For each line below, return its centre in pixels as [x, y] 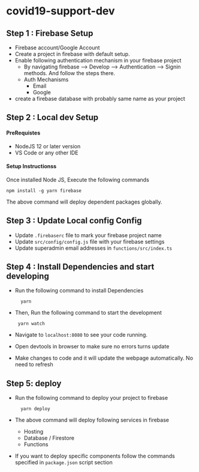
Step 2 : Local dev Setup [52, 117]
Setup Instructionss [31, 166]
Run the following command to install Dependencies [79, 291]
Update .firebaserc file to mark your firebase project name [88, 235]
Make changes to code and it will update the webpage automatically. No [104, 358]
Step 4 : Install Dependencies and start [80, 267]
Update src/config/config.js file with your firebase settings [90, 241]
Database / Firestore [49, 438]
